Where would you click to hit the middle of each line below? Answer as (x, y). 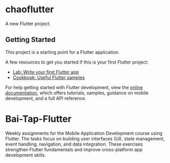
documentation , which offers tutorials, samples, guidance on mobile (77, 93)
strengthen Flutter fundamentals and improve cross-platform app (74, 149)
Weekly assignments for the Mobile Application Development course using (84, 133)
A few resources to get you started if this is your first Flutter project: (77, 62)
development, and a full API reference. (46, 98)
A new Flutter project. (28, 24)
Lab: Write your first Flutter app (46, 72)
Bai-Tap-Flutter (38, 119)
